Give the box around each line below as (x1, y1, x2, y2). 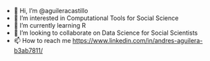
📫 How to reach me (13, 37, 71, 44)
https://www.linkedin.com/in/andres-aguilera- (72, 37, 203, 44)
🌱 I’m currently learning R (13, 21, 86, 29)
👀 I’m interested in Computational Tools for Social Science (13, 14, 179, 22)
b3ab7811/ (13, 46, 44, 55)
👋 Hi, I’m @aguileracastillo (13, 7, 88, 15)
